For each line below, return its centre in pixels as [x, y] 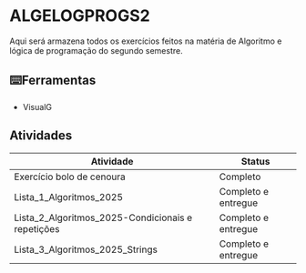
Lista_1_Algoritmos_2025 [69, 197]
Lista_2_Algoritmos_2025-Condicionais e [103, 217]
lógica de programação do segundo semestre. [97, 50]
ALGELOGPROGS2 [80, 16]
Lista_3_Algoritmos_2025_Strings [86, 249]
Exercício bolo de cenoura [70, 177]
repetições [37, 228]
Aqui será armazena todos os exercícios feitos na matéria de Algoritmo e [146, 41]
